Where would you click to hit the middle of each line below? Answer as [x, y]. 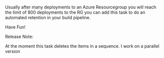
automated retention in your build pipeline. [48, 17]
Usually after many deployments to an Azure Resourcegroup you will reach [81, 7]
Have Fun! [15, 27]
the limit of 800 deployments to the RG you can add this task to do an [75, 12]
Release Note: [19, 37]
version [13, 51]
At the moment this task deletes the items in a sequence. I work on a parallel [82, 46]
